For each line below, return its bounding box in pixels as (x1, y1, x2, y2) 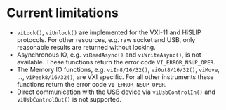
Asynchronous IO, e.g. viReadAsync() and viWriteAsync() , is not (16, 50, 201, 59)
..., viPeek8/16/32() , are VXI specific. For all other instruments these (16, 72, 214, 81)
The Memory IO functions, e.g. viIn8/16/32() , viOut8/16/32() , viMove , (16, 65, 220, 74)
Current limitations (6, 5, 119, 21)
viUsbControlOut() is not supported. (16, 95, 122, 103)
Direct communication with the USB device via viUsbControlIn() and (16, 88, 215, 96)
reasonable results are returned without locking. (16, 43, 156, 51)
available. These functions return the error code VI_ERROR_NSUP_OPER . (16, 57, 215, 66)
